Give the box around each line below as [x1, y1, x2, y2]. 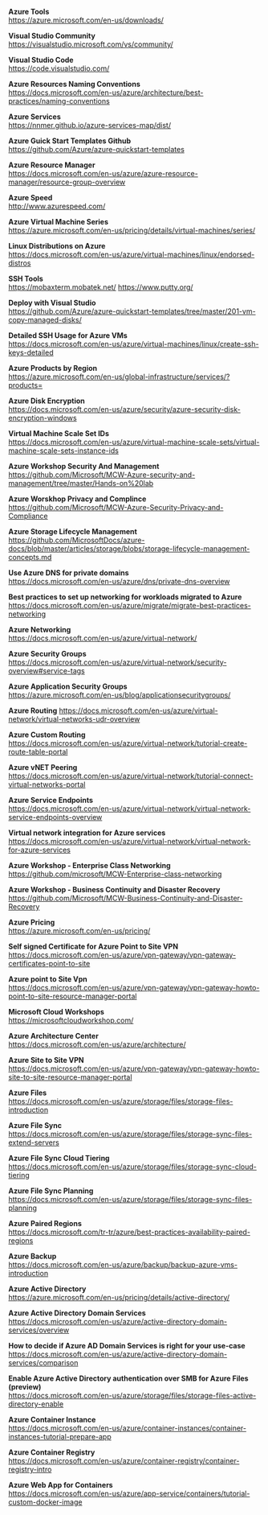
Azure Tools [8, 7, 50, 16]
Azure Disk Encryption [8, 396, 86, 406]
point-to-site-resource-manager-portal [8, 991, 137, 1001]
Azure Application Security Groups [8, 681, 128, 691]
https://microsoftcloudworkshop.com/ [8, 1015, 134, 1025]
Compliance [8, 511, 48, 521]
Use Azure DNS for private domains [8, 568, 130, 578]
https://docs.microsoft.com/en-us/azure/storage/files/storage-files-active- [8, 1391, 257, 1400]
